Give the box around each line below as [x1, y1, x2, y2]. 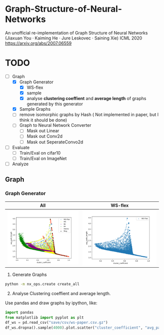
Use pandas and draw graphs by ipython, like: [5, 300, 98, 306]
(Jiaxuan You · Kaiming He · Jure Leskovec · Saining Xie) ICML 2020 [5, 35, 143, 41]
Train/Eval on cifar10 [19, 150, 61, 156]
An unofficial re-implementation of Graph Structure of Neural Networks [5, 30, 148, 36]
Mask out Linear [26, 128, 60, 134]
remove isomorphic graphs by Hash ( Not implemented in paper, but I [19, 112, 159, 118]
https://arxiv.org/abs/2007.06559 [5, 40, 72, 46]
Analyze [12, 161, 29, 167]
